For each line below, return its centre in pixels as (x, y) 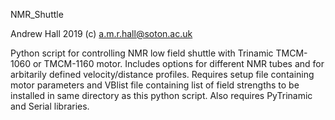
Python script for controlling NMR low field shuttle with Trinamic (142, 53)
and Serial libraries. (50, 106)
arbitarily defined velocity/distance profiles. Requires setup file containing (162, 74)
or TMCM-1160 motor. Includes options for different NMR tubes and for (178, 63)
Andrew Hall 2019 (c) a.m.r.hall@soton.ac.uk (101, 33)
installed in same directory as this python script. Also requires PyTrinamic (161, 95)
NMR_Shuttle (37, 14)
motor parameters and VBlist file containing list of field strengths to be (155, 85)
